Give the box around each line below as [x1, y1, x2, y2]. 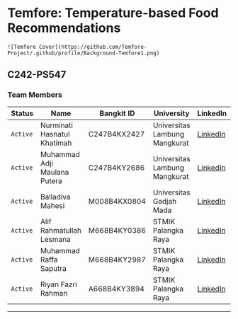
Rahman [40, 288, 68, 298]
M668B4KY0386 [88, 225, 147, 235]
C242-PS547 [7, 69, 67, 81]
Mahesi [40, 200, 65, 210]
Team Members [7, 90, 62, 100]
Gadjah [152, 196, 177, 206]
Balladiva [40, 192, 71, 202]
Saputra [40, 263, 67, 273]
